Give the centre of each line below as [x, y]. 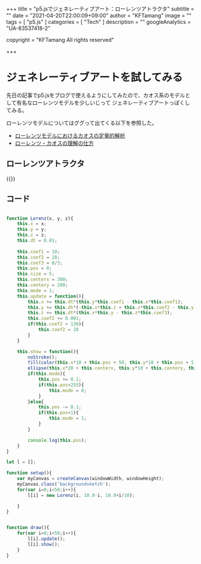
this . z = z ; [32, 235]
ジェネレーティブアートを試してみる [95, 78]
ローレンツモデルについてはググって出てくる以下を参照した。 [82, 123]
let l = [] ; [21, 462]
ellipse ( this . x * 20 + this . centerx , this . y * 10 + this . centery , [107, 368]
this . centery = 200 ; [42, 285]
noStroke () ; [43, 357]
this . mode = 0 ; [68, 390]
